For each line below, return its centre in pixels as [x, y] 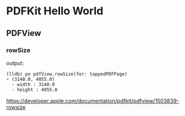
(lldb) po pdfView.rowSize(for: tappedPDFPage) [67, 74]
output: [15, 63]
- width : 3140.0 [33, 84]
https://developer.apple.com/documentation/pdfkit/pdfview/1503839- [93, 100]
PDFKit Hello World [55, 11]
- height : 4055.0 [35, 90]
